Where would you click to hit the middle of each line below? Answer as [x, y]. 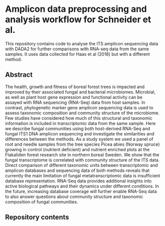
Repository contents [37, 217]
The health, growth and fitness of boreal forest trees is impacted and [75, 87]
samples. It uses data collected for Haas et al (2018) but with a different [78, 54]
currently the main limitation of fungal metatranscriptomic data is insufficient [82, 175]
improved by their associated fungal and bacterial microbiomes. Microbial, [81, 92]
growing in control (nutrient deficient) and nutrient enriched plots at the [77, 149]
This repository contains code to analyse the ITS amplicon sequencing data [82, 43]
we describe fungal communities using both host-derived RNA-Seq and [78, 129]
